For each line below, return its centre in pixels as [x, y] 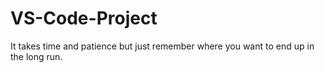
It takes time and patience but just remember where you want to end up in [162, 46]
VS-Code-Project [84, 18]
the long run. [36, 56]
